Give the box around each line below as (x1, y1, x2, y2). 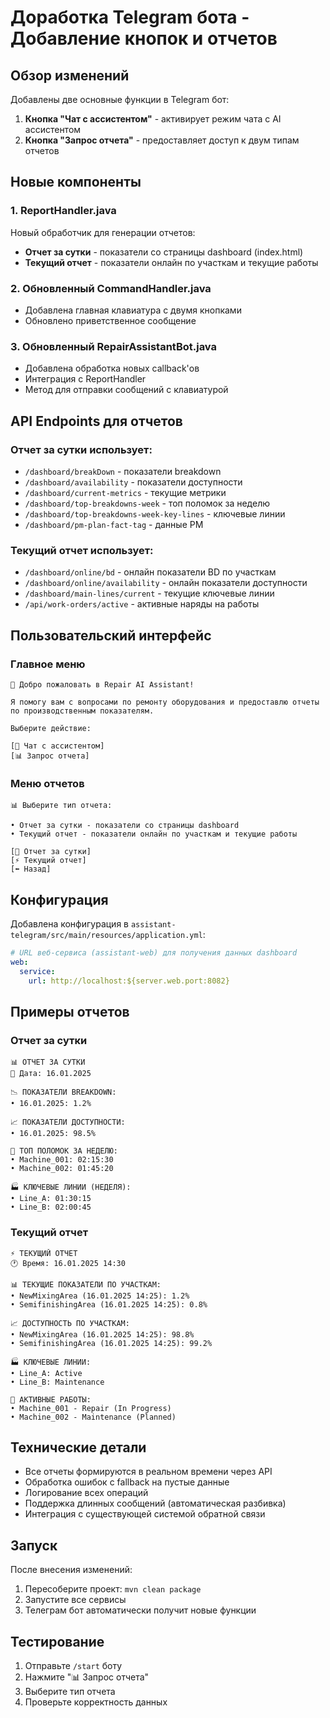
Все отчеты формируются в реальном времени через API (24, 1466, 273, 1478)
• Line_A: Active (10, 1368, 83, 1378)
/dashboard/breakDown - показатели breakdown (24, 465, 222, 477)
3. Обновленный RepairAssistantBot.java (10, 339, 218, 353)
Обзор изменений (10, 67, 130, 84)
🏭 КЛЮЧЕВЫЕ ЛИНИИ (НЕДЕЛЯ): (10, 1182, 132, 1193)
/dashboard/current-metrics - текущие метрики (24, 486, 227, 498)
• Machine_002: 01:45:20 (10, 1164, 114, 1174)
